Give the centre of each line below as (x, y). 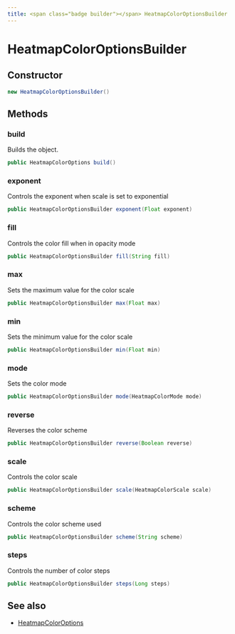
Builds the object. (33, 149)
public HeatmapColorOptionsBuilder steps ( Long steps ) (89, 583)
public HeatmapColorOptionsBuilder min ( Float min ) (84, 349)
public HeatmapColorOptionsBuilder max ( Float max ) (84, 303)
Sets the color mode (37, 384)
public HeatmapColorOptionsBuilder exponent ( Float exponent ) (100, 210)
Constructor (35, 75)
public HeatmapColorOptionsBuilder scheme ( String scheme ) (95, 537)
